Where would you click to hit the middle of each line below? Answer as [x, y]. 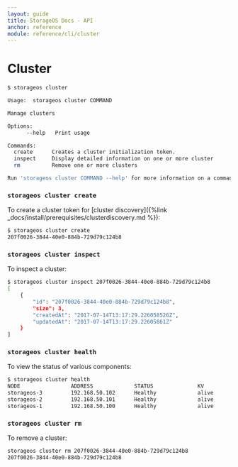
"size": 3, [49, 308]
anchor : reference [34, 27]
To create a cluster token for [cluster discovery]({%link [87, 210]
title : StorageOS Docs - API [50, 21]
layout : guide [28, 14]
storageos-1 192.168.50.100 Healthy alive [110, 406]
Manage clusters [31, 113]
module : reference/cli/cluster [53, 34]
